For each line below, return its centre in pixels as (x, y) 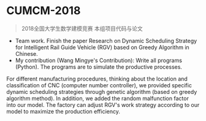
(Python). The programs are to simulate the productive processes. (99, 67)
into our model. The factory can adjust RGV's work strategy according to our (103, 104)
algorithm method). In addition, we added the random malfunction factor (97, 98)
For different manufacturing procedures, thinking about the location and (97, 79)
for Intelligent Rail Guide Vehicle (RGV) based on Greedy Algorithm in (102, 47)
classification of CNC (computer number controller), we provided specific (99, 85)
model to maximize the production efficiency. (63, 111)
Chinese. (26, 53)
